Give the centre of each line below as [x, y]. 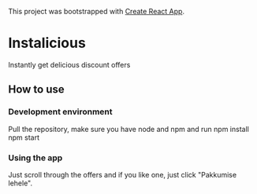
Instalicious [47, 43]
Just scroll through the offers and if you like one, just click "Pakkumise [123, 174]
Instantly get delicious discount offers [69, 64]
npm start [24, 137]
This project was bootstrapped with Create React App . [97, 11]
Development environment [60, 112]
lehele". [20, 183]
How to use [36, 90]
